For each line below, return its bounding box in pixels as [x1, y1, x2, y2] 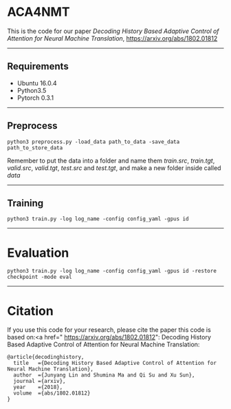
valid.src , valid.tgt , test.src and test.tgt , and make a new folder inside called [7, 163, 221, 172]
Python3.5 [16, 86, 47, 94]
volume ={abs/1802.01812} [13, 390, 91, 397]
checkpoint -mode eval [7, 273, 72, 281]
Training [7, 197, 44, 209]
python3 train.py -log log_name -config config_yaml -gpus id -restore [7, 268, 217, 275]
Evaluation [7, 245, 69, 260]
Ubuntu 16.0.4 [16, 78, 57, 87]
